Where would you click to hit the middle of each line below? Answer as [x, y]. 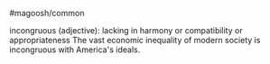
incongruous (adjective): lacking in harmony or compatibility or [126, 30]
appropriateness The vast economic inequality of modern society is [135, 40]
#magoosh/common [47, 13]
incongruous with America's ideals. [75, 50]
